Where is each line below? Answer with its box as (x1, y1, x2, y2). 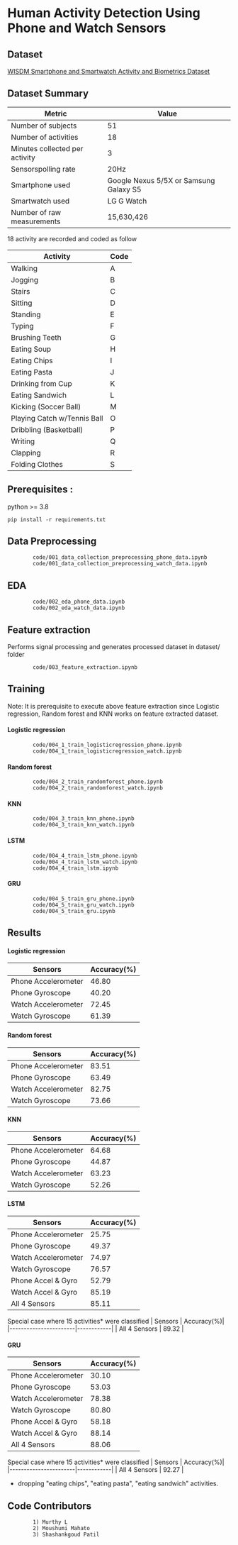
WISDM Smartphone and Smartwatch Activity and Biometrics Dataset (7, 67, 210, 75)
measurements (11, 216, 61, 226)
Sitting (11, 298, 33, 308)
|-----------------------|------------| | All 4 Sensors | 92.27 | (7, 1466, 184, 1474)
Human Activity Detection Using (7, 5, 200, 21)
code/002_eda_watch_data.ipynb (33, 604, 125, 611)
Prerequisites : (7, 484, 73, 496)
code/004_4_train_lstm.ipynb (33, 864, 119, 872)
